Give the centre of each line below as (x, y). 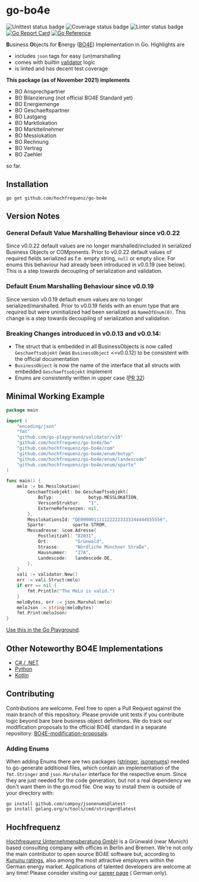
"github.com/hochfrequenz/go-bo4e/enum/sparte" (76, 465)
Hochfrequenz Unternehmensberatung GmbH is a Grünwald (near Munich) (97, 841)
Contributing (30, 694)
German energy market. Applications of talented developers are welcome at (99, 866)
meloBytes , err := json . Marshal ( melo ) (65, 602)
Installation (27, 184)
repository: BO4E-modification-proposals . (57, 733)
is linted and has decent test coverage (61, 68)
